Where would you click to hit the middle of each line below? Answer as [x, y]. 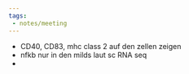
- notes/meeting [40, 23]
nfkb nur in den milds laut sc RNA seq [84, 55]
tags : [18, 16]
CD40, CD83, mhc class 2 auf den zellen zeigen [101, 46]
